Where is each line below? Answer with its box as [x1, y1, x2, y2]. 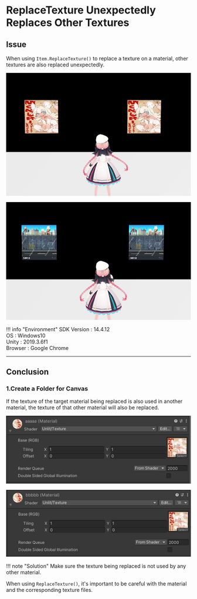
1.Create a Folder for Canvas [6, 384, 89, 392]
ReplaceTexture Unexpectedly [6, 4, 157, 17]
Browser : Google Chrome [6, 344, 69, 351]
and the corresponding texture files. [6, 586, 93, 593]
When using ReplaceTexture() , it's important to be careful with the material [6, 580, 187, 587]
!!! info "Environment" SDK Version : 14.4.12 [6, 325, 110, 332]
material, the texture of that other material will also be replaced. [6, 404, 159, 411]
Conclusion [6, 366, 49, 376]
